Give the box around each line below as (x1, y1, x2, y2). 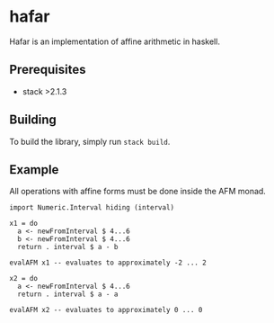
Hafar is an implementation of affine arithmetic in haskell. (9, 36, 220, 47)
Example (9, 162, 59, 177)
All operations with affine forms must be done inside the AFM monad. (9, 186, 267, 197)
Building (9, 112, 57, 128)
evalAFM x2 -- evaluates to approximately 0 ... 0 (9, 306, 203, 315)
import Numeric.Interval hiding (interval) (9, 203, 175, 212)
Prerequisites (9, 62, 86, 77)
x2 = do (9, 274, 39, 283)
